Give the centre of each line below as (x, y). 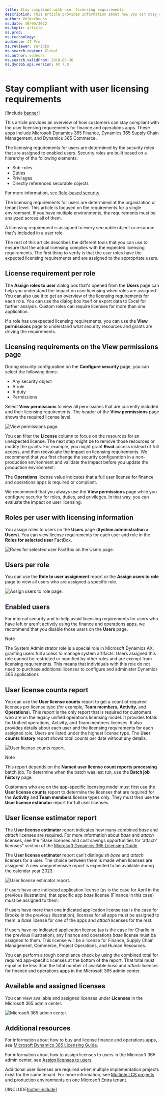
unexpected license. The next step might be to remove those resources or (80, 441)
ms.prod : (14, 32)
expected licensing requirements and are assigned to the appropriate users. (82, 258)
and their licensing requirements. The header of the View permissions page (82, 412)
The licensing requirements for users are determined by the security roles (80, 148)
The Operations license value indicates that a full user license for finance (79, 477)
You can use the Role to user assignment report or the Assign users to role (82, 577)
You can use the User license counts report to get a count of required (76, 701)
